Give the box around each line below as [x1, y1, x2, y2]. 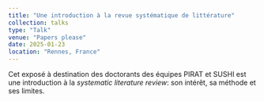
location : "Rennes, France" [8, 48, 101, 56]
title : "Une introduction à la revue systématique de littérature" [8, 11, 236, 20]
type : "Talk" [8, 26, 51, 34]
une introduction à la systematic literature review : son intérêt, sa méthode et [8, 78, 257, 87]
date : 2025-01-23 [8, 41, 66, 49]
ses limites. [8, 86, 45, 95]
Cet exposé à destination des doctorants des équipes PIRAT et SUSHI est [8, 70, 247, 78]
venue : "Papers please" [8, 33, 87, 42]
